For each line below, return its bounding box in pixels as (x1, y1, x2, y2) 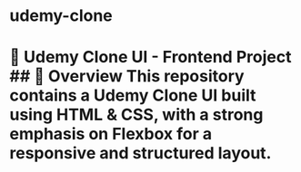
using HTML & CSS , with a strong (9, 105, 264, 125)
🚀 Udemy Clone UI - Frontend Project (9, 47, 292, 68)
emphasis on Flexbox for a (9, 124, 212, 145)
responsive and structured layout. (9, 143, 272, 164)
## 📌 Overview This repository (9, 66, 245, 87)
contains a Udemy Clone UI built (9, 85, 256, 106)
